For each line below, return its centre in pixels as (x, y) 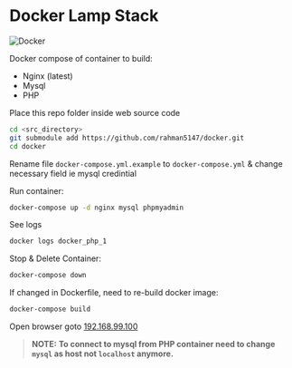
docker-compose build (50, 309)
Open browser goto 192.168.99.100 (74, 326)
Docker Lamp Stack (84, 16)
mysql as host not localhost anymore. (103, 353)
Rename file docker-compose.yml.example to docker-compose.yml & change (146, 163)
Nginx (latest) (48, 76)
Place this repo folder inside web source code (95, 112)
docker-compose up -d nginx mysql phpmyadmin (96, 208)
